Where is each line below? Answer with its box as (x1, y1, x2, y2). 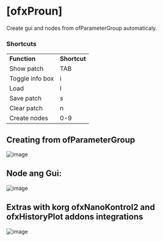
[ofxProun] (6, 4, 63, 18)
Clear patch (9, 104, 43, 113)
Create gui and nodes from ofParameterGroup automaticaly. (6, 24, 158, 32)
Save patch (9, 94, 42, 103)
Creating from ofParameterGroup (6, 134, 136, 145)
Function (9, 55, 36, 63)
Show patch (9, 65, 44, 73)
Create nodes (9, 114, 49, 122)
